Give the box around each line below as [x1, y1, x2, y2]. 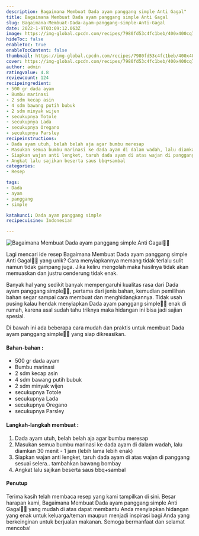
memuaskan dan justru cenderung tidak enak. [6, 269, 118, 277]
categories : [6, 163, 36, 169]
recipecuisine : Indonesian [6, 218, 73, 224]
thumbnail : [6, 53, 33, 59]
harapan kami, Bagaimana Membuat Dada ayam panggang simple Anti [6, 499, 178, 506]
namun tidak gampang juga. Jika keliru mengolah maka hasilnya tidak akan [6, 264, 189, 271]
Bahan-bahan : [6, 344, 44, 351]
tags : [6, 179, 20, 186]
